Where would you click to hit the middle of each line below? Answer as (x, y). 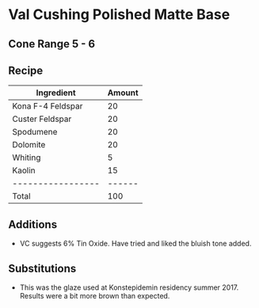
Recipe (26, 70)
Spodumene (35, 132)
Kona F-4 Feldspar (48, 106)
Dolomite (29, 145)
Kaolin (24, 170)
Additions (33, 224)
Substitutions (42, 268)
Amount (123, 93)
